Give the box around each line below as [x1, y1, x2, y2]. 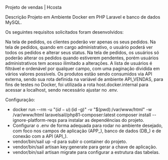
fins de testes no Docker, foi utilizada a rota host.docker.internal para [5, 82, 149, 88]
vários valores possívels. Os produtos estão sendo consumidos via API [5, 71, 152, 77]
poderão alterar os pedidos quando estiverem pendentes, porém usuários [5, 55, 159, 61]
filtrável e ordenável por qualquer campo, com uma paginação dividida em [5, 65, 160, 71]
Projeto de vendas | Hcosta [5, 5, 62, 10]
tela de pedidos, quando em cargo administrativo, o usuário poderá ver [5, 44, 153, 50]
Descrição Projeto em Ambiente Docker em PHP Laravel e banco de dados [5, 14, 160, 20]
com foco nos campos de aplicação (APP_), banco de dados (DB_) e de [12, 128, 161, 134]
